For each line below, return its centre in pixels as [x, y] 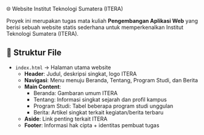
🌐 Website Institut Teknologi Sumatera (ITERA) [65, 9]
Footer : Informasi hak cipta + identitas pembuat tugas [92, 125]
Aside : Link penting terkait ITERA [66, 119]
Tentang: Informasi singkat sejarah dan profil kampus [100, 99]
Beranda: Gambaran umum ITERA [75, 93]
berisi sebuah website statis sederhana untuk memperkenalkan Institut [95, 27]
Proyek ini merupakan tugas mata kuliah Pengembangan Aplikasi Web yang [102, 21]
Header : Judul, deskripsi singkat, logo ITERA [80, 74]
